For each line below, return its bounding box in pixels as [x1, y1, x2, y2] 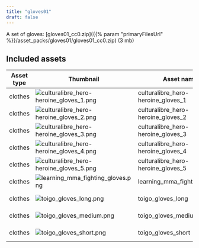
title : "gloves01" [6, 8, 52, 15]
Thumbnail [68, 75, 99, 83]
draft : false [6, 14, 38, 20]
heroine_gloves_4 [137, 147, 187, 156]
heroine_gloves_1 [137, 96, 187, 104]
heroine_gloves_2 [137, 113, 187, 121]
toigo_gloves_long [137, 195, 188, 203]
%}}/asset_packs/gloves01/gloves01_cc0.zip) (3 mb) [6, 37, 134, 44]
